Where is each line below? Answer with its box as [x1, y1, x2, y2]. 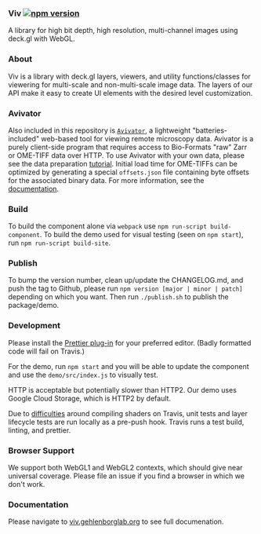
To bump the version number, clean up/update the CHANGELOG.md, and [8, 276, 244, 285]
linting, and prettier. [8, 425, 71, 435]
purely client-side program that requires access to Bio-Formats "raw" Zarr [8, 142, 248, 152]
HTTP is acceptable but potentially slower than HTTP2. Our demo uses [8, 385, 237, 394]
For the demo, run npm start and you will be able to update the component [8, 361, 249, 371]
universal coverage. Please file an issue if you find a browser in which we [8, 471, 245, 481]
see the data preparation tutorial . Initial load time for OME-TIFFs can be [8, 159, 237, 168]
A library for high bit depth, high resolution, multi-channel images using [8, 26, 238, 35]
